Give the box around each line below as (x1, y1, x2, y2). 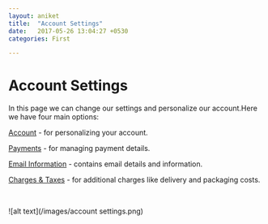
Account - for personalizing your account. (8, 127, 148, 138)
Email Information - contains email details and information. (8, 159, 203, 169)
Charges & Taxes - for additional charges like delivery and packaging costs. (8, 175, 261, 185)
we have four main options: (8, 112, 100, 122)
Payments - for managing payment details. (8, 144, 151, 153)
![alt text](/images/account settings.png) (8, 206, 144, 216)
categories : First (8, 34, 70, 43)
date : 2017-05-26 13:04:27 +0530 (8, 27, 129, 35)
